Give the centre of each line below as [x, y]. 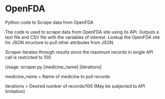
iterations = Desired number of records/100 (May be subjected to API [75, 86]
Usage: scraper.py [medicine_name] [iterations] [53, 67]
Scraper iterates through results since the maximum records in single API [79, 52]
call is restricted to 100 [28, 57]
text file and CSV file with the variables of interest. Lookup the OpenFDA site [82, 37]
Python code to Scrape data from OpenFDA [49, 22]
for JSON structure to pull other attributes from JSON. [60, 42]
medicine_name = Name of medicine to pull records [58, 76]
